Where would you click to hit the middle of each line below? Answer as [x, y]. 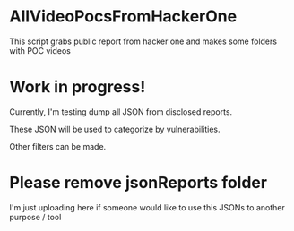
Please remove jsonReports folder [138, 183]
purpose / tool [35, 217]
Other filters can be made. [58, 146]
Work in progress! [78, 87]
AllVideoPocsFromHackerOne [123, 17]
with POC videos [40, 50]
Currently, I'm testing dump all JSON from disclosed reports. [121, 111]
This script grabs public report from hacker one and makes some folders [143, 41]
